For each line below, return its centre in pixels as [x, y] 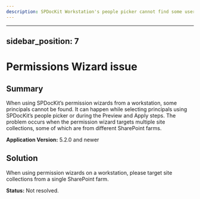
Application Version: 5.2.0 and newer [53, 140]
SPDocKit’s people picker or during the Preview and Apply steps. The [91, 116]
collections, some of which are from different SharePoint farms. [84, 128]
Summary [25, 89]
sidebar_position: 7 [43, 41]
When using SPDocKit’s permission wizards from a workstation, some [92, 103]
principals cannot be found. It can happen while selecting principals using [97, 109]
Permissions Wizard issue [72, 67]
